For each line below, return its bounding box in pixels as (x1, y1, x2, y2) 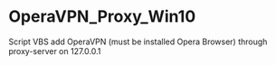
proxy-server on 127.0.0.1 (8, 45, 101, 56)
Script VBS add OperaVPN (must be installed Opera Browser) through (8, 36, 268, 47)
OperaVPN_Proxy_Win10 (8, 6, 196, 27)
